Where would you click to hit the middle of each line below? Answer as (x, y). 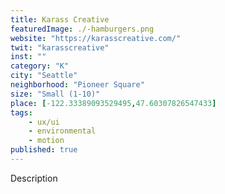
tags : (21, 112)
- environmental (62, 131)
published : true (44, 150)
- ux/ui (44, 122)
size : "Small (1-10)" (55, 94)
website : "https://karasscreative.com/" (96, 38)
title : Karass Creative (60, 19)
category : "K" (40, 66)
